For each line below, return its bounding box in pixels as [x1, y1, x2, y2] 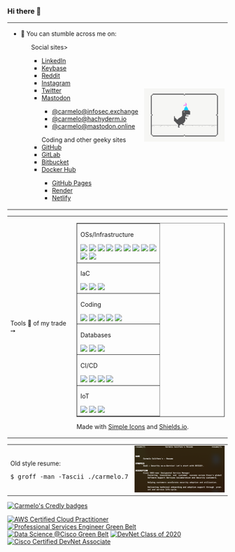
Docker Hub [41, 166, 76, 174]
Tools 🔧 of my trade [10, 319, 66, 327]
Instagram [41, 79, 71, 87]
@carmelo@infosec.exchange [52, 108, 138, 116]
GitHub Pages [52, 179, 92, 187]
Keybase [41, 64, 67, 73]
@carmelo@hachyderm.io [52, 115, 127, 123]
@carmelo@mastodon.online [52, 122, 136, 131]
